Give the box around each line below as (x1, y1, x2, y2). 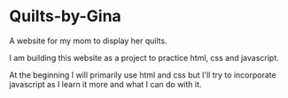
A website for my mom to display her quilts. (9, 35, 167, 46)
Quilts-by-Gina (9, 6, 121, 26)
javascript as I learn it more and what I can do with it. (9, 79, 202, 89)
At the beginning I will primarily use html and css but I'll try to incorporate (9, 69, 276, 80)
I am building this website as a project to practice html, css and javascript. (9, 52, 279, 63)
